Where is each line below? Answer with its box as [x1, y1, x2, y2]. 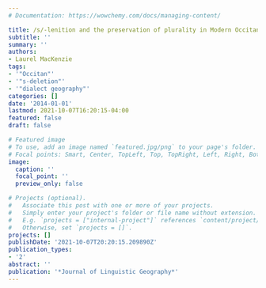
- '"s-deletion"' [8, 77, 66, 85]
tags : [8, 63, 26, 71]
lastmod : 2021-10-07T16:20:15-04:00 [8, 107, 129, 115]
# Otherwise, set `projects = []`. [8, 223, 133, 232]
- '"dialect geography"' [8, 85, 90, 93]
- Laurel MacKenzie [8, 55, 73, 63]
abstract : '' [8, 260, 51, 268]
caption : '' [15, 165, 55, 173]
